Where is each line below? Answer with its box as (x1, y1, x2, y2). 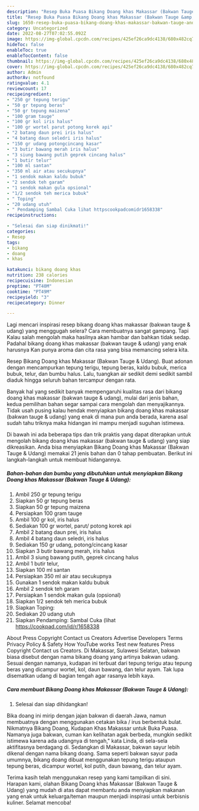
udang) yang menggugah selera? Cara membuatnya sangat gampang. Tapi (6, 327, 189, 334)
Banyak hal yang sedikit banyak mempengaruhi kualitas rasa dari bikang (6, 388, 182, 395)
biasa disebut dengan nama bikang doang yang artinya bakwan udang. (6, 654, 180, 661)
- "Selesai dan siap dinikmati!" (6, 223, 89, 229)
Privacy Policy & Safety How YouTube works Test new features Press (6, 641, 175, 648)
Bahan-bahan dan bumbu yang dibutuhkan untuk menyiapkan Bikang (6, 469, 183, 477)
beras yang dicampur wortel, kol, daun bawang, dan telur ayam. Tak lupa (6, 666, 184, 673)
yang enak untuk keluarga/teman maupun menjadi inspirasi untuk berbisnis (6, 793, 190, 800)
